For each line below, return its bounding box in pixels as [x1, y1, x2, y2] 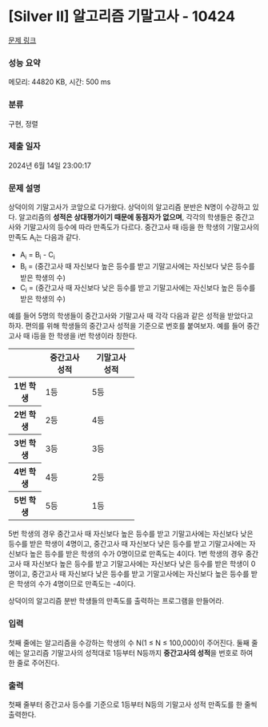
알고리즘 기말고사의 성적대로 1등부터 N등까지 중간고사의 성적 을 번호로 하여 [22, 648, 254, 657]
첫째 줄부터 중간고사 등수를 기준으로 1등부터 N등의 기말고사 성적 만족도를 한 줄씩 [8, 699, 258, 709]
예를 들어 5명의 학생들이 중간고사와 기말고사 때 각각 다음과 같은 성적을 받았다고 [8, 311, 254, 321]
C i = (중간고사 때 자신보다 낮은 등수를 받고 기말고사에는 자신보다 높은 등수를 [19, 282, 256, 294]
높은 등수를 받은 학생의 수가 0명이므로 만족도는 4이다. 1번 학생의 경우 [29, 549, 244, 559]
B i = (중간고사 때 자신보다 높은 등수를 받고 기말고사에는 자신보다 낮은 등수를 [19, 261, 255, 273]
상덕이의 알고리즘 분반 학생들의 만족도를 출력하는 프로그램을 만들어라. [8, 596, 224, 606]
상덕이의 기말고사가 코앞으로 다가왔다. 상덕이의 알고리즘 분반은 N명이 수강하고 [8, 202, 250, 212]
